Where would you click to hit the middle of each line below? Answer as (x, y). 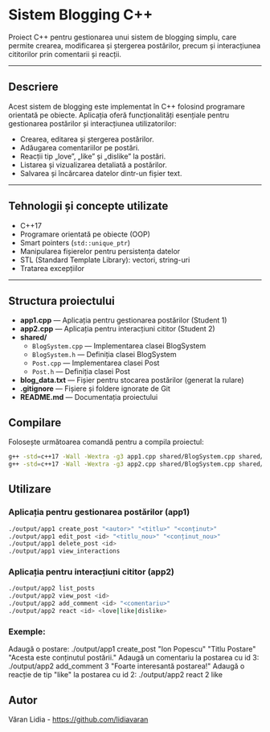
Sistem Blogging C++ (81, 15)
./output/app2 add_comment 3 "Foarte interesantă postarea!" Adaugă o (127, 666)
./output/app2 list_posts (51, 589)
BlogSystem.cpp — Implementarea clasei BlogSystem (119, 346)
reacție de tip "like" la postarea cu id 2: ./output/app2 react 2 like (116, 675)
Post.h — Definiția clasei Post (81, 372)
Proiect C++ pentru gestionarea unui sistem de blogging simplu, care (123, 37)
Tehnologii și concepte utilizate (88, 206)
